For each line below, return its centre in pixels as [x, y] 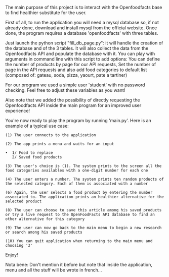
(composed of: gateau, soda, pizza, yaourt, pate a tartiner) [66, 75]
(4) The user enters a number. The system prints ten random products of [85, 179]
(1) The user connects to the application [51, 135]
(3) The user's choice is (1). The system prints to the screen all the [83, 166]
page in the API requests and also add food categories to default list [76, 70]
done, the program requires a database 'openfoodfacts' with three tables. [82, 33]
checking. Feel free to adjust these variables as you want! [65, 90]
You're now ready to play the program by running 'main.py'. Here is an [78, 120]
